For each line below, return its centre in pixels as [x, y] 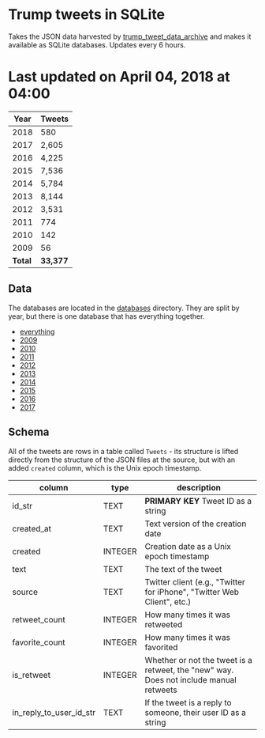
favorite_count [39, 642]
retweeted [164, 624]
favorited [161, 647]
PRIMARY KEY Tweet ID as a [198, 501]
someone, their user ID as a [195, 712]
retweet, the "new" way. [189, 670]
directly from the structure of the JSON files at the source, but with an [122, 460]
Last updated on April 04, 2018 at [119, 77]
